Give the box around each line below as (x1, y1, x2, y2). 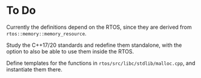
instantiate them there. (6, 65, 62, 73)
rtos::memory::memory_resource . (6, 29, 87, 37)
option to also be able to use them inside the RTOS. (6, 47, 134, 55)
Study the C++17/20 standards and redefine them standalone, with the (6, 41, 182, 49)
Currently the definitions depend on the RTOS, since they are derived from (6, 23, 192, 31)
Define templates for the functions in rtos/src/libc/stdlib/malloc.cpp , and (6, 59, 196, 67)
